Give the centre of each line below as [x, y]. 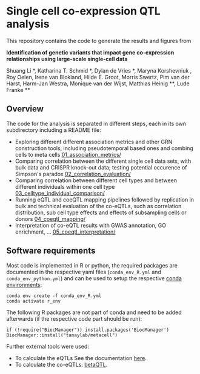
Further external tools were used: [48, 346]
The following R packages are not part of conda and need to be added [94, 312]
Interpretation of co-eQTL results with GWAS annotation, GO [91, 225]
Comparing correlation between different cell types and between [96, 180]
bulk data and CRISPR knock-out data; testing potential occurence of [101, 167]
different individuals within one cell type [65, 186]
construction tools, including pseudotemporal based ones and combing [104, 148]
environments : [24, 284]
